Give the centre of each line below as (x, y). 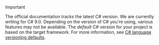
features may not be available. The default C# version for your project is (79, 27)
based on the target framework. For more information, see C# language (78, 32)
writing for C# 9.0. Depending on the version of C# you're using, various (79, 22)
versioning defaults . (25, 37)
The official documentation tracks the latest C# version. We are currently (79, 16)
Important (15, 7)
